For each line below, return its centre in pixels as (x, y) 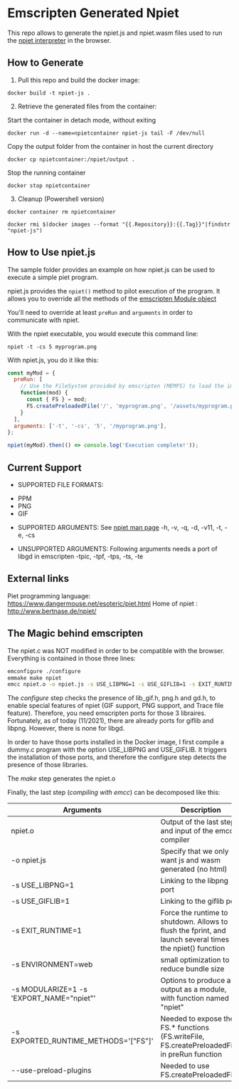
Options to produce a (196, 981)
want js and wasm (190, 860)
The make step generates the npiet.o (62, 778)
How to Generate (46, 63)
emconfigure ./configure (44, 671)
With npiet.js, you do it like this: (53, 360)
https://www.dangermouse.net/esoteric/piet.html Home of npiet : (102, 603)
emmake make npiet (34, 678)
